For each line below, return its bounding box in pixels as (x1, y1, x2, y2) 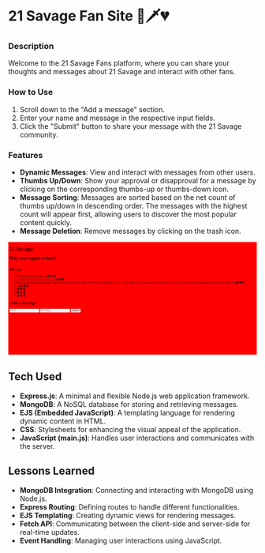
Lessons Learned (8, 465, 95, 478)
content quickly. (19, 218, 73, 228)
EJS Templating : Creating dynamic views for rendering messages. (19, 510, 237, 520)
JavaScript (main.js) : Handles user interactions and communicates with (19, 433, 255, 442)
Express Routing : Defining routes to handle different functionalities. (19, 502, 241, 511)
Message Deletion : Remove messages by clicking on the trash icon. (19, 227, 242, 236)
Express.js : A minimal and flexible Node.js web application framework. (19, 391, 250, 401)
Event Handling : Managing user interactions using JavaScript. (19, 536, 222, 545)
